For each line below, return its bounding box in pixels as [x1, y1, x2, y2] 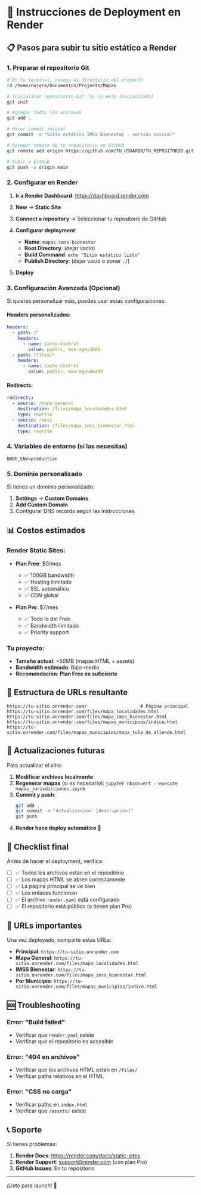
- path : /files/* [12, 352, 55, 358]
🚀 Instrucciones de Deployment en [7, 5, 181, 19]
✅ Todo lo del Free [24, 615, 70, 622]
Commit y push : [15, 791, 56, 798]
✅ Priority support [24, 628, 69, 635]
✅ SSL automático [24, 585, 69, 592]
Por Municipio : [15, 978, 52, 985]
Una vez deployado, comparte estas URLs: [7, 936, 112, 944]
